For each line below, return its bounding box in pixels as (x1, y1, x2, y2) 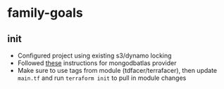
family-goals (7, 5, 83, 21)
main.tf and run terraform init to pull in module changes (17, 74, 187, 82)
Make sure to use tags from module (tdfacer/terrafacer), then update (17, 67, 217, 74)
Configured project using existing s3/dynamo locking (17, 51, 172, 60)
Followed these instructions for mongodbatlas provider (17, 59, 177, 67)
